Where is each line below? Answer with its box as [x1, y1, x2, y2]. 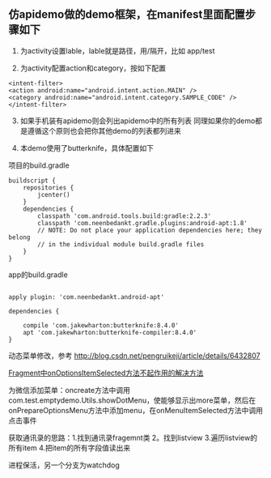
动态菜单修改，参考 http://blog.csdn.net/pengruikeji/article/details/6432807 [8, 351, 260, 361]
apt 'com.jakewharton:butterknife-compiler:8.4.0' [23, 328, 197, 336]
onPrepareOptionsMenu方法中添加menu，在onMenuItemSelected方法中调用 [8, 405, 263, 415]
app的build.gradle [8, 270, 69, 280]
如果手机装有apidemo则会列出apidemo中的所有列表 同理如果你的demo [19, 116, 256, 126]
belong [8, 233, 31, 241]
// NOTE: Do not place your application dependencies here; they [37, 226, 263, 234]
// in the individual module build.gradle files [37, 240, 205, 249]
